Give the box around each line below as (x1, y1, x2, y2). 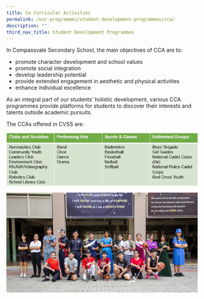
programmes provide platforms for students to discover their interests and (6, 102, 192, 109)
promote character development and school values (15, 58, 143, 66)
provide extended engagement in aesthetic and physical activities (15, 78, 180, 85)
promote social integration (15, 64, 81, 72)
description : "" (6, 22, 47, 29)
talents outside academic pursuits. (6, 109, 92, 116)
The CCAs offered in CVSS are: (6, 120, 84, 128)
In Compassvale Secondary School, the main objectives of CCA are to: (6, 46, 183, 54)
